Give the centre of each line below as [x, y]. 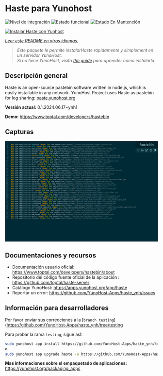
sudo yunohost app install [32, 344]
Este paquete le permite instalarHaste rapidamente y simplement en [85, 50]
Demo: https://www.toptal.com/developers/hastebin [57, 117]
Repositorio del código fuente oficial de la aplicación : [66, 277]
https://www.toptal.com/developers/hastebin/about [63, 272]
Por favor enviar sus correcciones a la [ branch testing [59, 320]
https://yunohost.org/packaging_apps [43, 368]
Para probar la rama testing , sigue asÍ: [44, 334]
